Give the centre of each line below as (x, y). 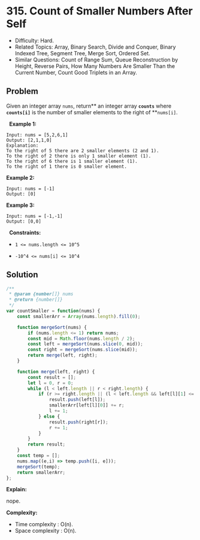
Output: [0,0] (24, 221)
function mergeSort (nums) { (52, 327)
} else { (49, 416)
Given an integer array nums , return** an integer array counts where (89, 106)
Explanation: (22, 146)
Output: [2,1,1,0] (29, 140)
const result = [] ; (52, 377)
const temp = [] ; (39, 456)
